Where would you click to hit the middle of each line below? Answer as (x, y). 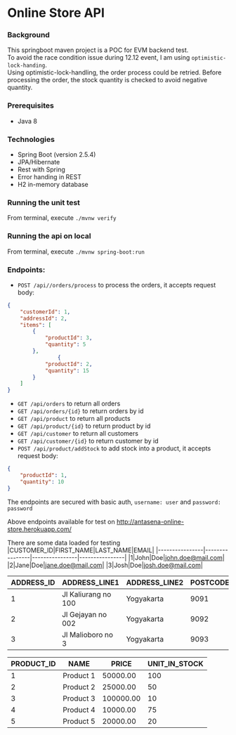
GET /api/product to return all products (74, 419)
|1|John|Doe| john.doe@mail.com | (176, 557)
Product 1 (79, 675)
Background (29, 35)
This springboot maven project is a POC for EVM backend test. (98, 50)
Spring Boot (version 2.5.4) (57, 155)
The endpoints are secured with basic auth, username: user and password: (114, 502)
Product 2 (79, 687)
